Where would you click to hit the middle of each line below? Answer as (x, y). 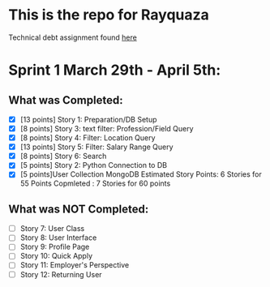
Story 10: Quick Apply (56, 256)
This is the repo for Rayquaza (109, 15)
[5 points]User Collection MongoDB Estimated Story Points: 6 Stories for (141, 174)
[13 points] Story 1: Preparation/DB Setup (88, 119)
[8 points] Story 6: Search (63, 156)
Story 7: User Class (52, 229)
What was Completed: (66, 100)
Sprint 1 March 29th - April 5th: (115, 70)
